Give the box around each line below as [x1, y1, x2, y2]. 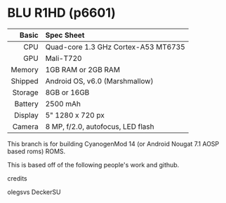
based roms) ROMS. [7, 147, 66, 155]
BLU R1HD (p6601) [7, 5, 116, 21]
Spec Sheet [45, 30, 85, 40]
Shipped [11, 76, 39, 85]
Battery [14, 99, 39, 108]
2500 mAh [45, 99, 81, 108]
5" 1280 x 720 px [45, 110, 105, 120]
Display [13, 110, 39, 120]
